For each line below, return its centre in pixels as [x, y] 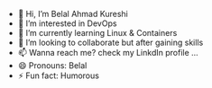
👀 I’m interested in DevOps [67, 23]
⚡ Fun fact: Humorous [58, 75]
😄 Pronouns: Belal [52, 66]
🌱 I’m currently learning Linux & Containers [97, 33]
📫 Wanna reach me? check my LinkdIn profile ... [108, 53]
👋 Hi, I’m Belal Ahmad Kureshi [73, 14]
